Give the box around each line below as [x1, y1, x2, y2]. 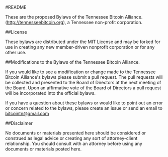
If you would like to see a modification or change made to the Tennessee [5, 69, 156, 75]
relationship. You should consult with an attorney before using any [5, 140, 142, 146]
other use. [5, 50, 27, 55]
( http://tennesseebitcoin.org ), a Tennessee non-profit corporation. [5, 20, 143, 25]
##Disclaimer [5, 120, 33, 126]
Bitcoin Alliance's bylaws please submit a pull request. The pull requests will [5, 74, 163, 80]
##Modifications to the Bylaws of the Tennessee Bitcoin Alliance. [5, 59, 140, 65]
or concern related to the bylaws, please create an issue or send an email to [5, 105, 162, 111]
